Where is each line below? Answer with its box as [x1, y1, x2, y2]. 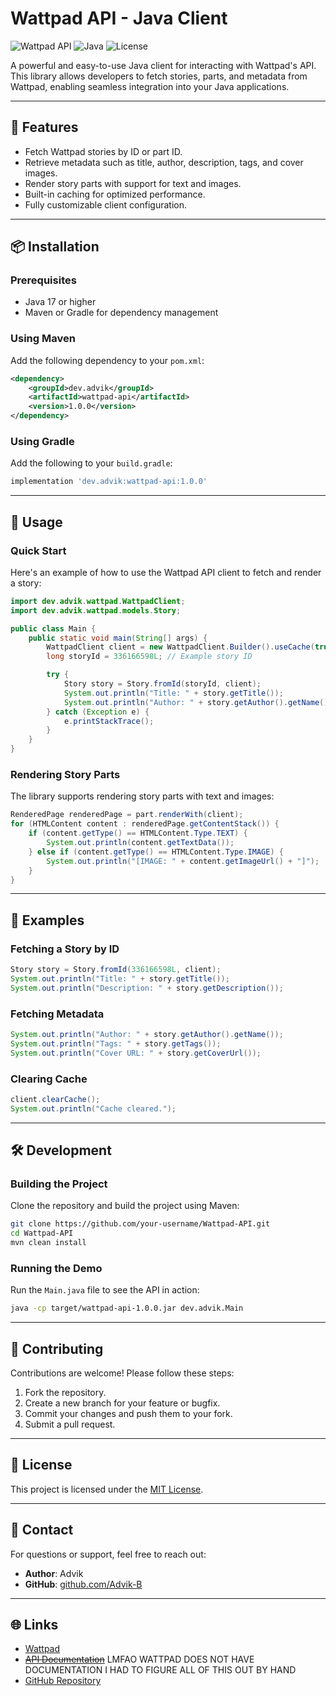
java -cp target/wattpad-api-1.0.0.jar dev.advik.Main [10, 1303, 244, 1314]
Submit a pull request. [24, 1418, 116, 1430]
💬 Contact [10, 1522, 74, 1539]
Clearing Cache [10, 1072, 88, 1086]
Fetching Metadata [10, 1007, 105, 1021]
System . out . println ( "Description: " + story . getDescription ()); [10, 983, 284, 993]
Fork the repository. [24, 1386, 107, 1398]
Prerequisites [10, 273, 77, 287]
